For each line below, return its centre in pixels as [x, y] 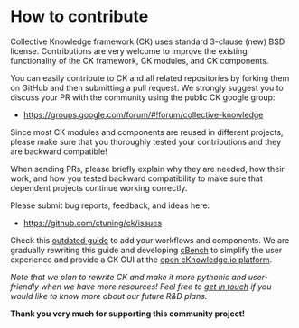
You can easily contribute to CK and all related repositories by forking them [150, 77]
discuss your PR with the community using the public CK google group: [143, 97]
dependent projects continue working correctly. [99, 187]
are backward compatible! [59, 151]
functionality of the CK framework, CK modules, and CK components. [140, 60]
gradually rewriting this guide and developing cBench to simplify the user [146, 250]
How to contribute [79, 17]
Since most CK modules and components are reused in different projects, [147, 132]
